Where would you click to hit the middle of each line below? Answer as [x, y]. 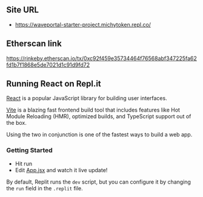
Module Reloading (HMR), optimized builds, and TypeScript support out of [99, 116]
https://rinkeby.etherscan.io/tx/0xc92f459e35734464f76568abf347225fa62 [101, 58]
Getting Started [29, 150]
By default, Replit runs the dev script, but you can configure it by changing [98, 182]
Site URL [23, 10]
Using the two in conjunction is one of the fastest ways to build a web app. [99, 135]
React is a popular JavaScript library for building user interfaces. [87, 98]
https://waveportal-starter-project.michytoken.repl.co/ [83, 24]
